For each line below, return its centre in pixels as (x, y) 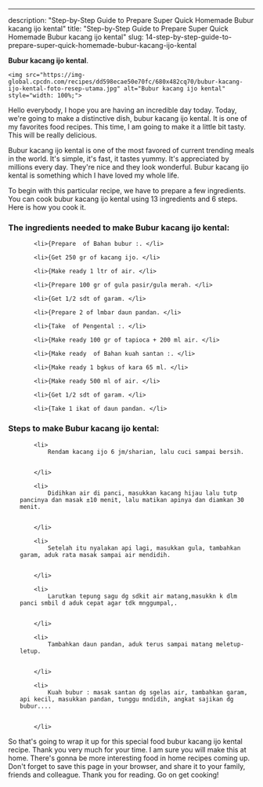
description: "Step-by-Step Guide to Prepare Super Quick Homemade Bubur (131, 20)
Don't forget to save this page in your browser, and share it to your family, (127, 766)
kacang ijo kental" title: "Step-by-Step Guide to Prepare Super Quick (118, 29)
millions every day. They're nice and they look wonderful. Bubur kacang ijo (128, 167)
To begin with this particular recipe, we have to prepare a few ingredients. (127, 190)
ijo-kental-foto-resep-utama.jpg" (65, 89)
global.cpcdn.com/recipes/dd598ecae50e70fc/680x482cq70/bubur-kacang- (126, 82)
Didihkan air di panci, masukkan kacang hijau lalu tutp (142, 493)
